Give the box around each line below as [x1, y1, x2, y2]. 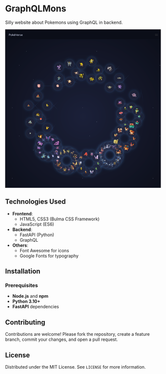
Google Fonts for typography [19, 253, 79, 259]
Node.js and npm [12, 293, 48, 299]
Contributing [5, 318, 45, 326]
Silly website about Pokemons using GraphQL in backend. [5, 19, 123, 25]
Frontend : [12, 211, 33, 216]
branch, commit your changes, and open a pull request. [5, 336, 118, 342]
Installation [5, 267, 41, 275]
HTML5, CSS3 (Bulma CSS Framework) [19, 216, 100, 222]
